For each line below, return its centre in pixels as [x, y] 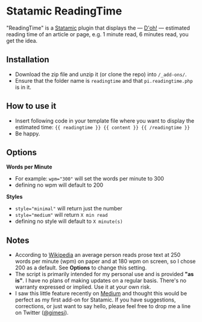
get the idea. [22, 40]
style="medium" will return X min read [61, 215]
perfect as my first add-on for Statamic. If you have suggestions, [95, 300]
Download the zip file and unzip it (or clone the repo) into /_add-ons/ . [101, 74]
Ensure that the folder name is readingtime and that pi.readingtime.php [104, 80]
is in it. [23, 87]
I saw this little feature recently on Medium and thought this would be [101, 294]
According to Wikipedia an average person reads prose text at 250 [98, 255]
